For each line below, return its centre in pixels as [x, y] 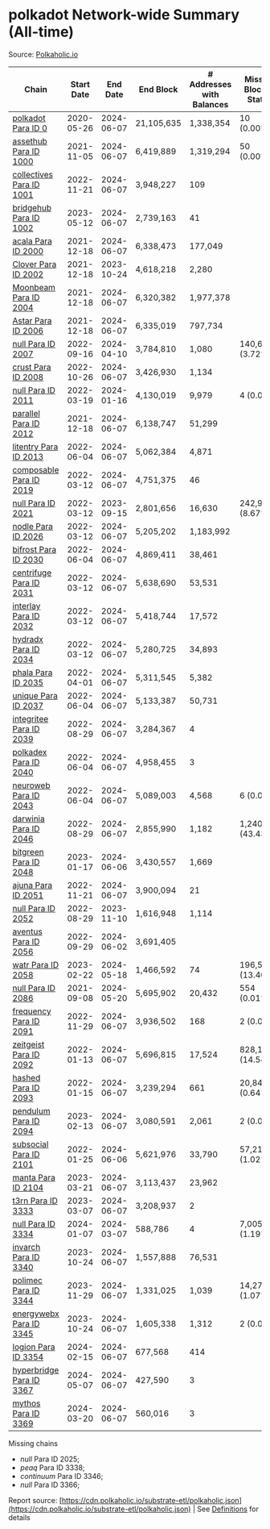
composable [36, 469]
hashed [27, 1077]
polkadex [30, 752]
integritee [31, 719]
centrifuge [32, 573]
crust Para [32, 367]
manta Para [34, 1177]
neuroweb [31, 785]
